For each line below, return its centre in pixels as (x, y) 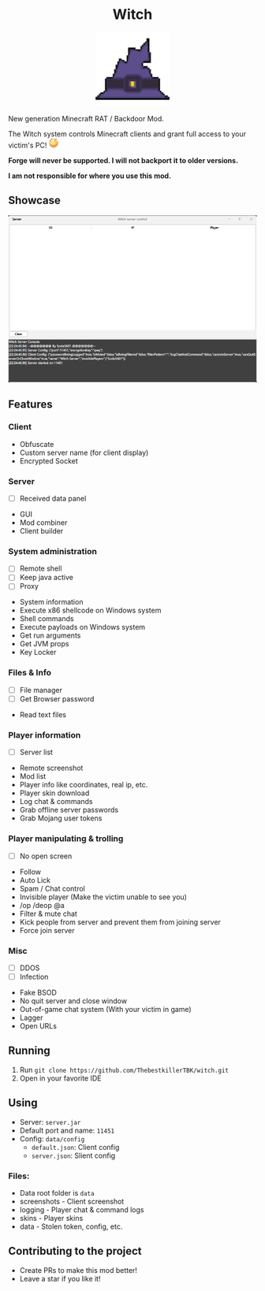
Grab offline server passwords (69, 810)
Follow (30, 872)
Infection (34, 977)
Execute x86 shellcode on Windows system (90, 610)
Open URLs (38, 1026)
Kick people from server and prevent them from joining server (120, 922)
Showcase (35, 201)
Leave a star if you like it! (60, 1278)
